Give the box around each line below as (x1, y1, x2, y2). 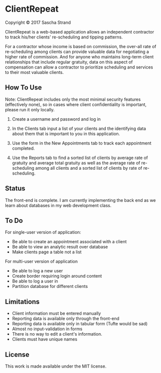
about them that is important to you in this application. (12, 130, 120, 137)
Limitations (5, 298, 40, 306)
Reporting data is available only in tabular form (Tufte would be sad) (12, 321, 148, 327)
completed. (12, 145, 35, 151)
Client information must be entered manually (12, 310, 101, 317)
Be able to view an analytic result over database (12, 244, 108, 250)
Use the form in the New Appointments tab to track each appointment (12, 140, 152, 146)
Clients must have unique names (12, 337, 78, 342)
